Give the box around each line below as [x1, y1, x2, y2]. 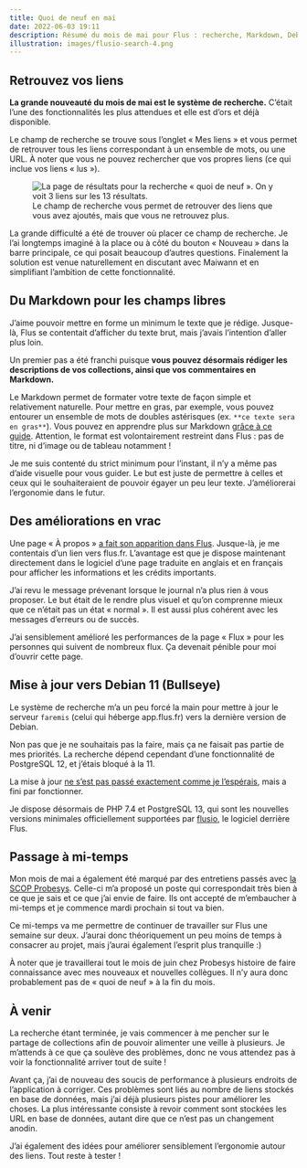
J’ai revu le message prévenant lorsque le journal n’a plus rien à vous [9, 584, 270, 595]
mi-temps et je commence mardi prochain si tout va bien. [9, 902, 225, 914]
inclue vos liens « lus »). [9, 164, 101, 175]
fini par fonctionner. [9, 785, 84, 796]
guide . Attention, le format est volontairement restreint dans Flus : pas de [9, 430, 285, 441]
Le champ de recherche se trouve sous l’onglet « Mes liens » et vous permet [9, 134, 298, 145]
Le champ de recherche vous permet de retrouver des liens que [32, 200, 273, 211]
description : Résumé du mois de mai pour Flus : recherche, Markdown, [9, 30, 284, 39]
